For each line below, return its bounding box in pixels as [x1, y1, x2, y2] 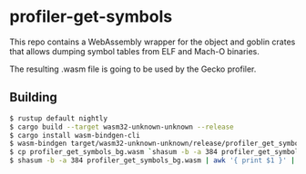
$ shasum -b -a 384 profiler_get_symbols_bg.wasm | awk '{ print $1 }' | [9, 156, 296, 165]
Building [9, 90, 57, 105]
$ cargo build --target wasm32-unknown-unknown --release [9, 122, 234, 131]
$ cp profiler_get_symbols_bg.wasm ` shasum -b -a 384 [9, 148, 219, 157]
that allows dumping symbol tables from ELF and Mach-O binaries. [9, 45, 260, 56]
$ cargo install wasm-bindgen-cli [9, 130, 141, 140]
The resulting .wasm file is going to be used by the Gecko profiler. [9, 63, 257, 74]
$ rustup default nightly [9, 113, 107, 123]
